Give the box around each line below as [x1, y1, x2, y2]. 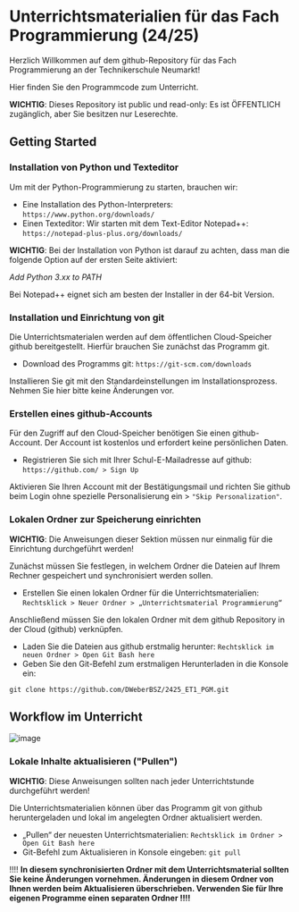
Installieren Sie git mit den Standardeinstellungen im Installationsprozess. [9, 376, 278, 386]
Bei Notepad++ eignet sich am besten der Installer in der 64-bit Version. [9, 289, 275, 300]
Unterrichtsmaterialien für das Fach [9, 6, 279, 27]
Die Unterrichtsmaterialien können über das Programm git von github [9, 802, 263, 813]
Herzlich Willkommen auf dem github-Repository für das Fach [9, 55, 237, 65]
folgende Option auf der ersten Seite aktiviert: [9, 254, 179, 265]
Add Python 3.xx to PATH [9, 271, 103, 283]
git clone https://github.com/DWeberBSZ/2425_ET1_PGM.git [9, 685, 229, 694]
